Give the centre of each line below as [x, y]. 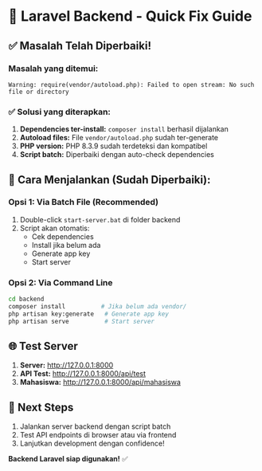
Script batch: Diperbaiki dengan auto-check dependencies [117, 155]
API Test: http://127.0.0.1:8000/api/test [82, 374]
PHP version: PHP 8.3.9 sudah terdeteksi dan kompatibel [113, 146]
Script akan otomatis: [55, 228]
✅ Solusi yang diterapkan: [60, 112]
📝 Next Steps [41, 407]
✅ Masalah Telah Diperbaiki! [80, 46]
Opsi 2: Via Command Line [61, 282]
